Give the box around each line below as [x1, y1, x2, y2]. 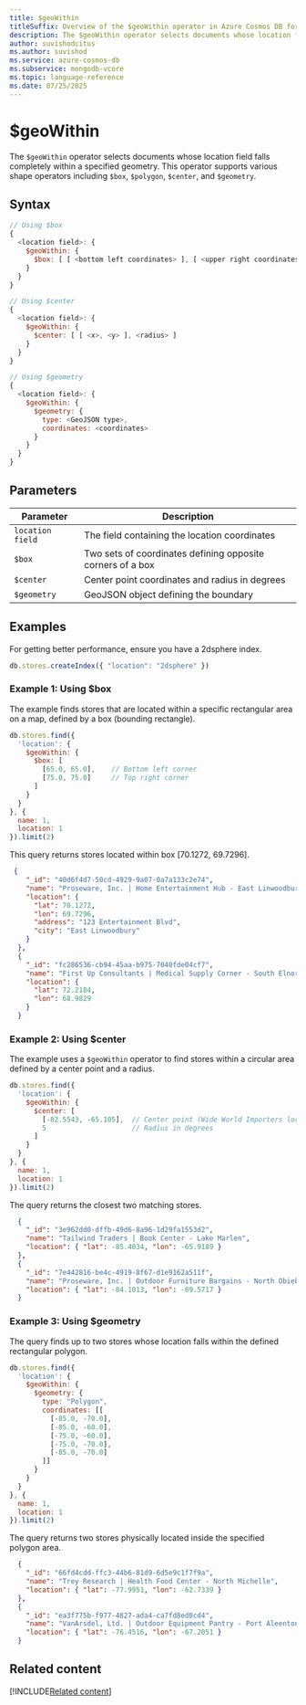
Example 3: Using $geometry [9, 1315, 141, 1328]
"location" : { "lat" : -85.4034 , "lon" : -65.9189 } [25, 1243, 222, 1252]
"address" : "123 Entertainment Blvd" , [33, 918, 181, 927]
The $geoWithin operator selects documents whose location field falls [9, 151, 270, 162]
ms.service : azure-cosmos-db [9, 56, 120, 65]
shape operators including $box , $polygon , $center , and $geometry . [9, 170, 257, 181]
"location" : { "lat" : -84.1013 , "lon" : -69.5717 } [25, 1285, 222, 1294]
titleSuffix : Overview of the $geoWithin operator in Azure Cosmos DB [9, 22, 283, 31]
